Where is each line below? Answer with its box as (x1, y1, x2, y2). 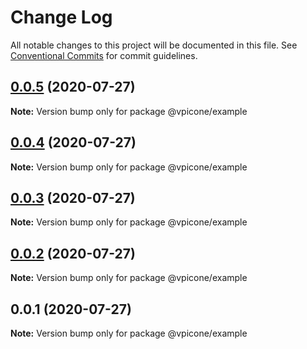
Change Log (10, 6, 113, 29)
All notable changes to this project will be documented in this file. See (10, 39, 298, 51)
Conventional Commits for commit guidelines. (10, 49, 198, 61)
